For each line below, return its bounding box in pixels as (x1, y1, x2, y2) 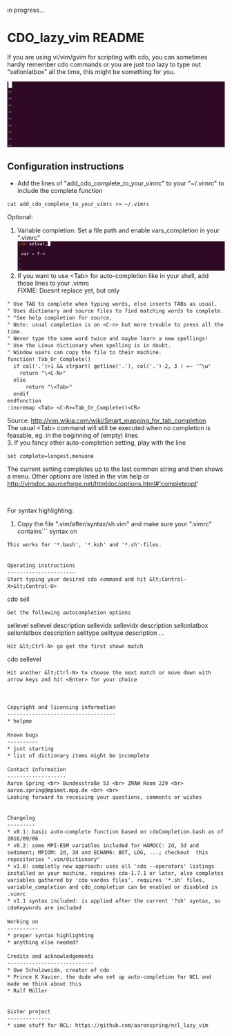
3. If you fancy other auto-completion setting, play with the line (7, 438, 186, 447)
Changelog (7, 815, 36, 822)
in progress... (7, 6, 45, 14)
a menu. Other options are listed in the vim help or (7, 472, 150, 481)
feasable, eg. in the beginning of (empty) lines (7, 432, 138, 440)
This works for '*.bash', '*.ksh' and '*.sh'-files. (7, 542, 162, 548)
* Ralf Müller (7, 988, 48, 995)
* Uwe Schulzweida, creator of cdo (7, 967, 110, 974)
